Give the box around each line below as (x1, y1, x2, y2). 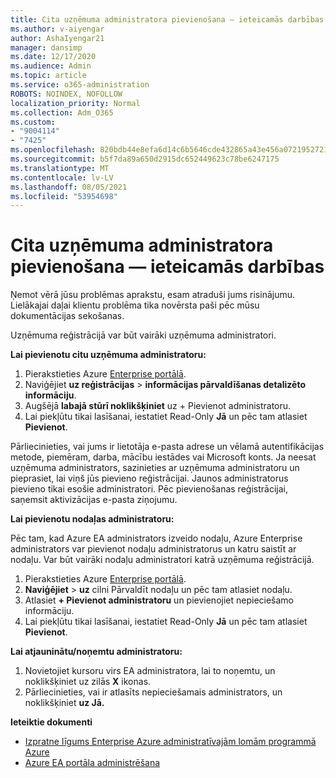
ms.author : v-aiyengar (10, 24, 105, 34)
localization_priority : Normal (10, 98, 141, 108)
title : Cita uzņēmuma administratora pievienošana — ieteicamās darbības (10, 14, 325, 25)
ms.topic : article (10, 71, 87, 81)
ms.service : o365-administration (10, 80, 150, 90)
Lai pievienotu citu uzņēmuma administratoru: (10, 349, 207, 361)
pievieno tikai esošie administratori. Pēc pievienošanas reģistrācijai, (10, 483, 288, 495)
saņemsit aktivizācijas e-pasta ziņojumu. (10, 494, 178, 506)
